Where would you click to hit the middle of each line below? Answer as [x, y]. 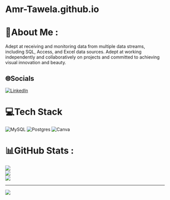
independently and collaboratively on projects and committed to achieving [82, 57]
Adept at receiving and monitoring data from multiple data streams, [75, 46]
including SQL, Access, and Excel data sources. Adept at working [73, 52]
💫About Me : [32, 33]
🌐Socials [20, 79]
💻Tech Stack [34, 112]
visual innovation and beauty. [36, 63]
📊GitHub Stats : [40, 151]
